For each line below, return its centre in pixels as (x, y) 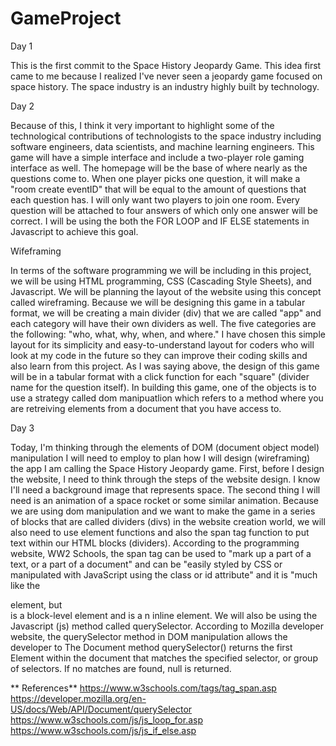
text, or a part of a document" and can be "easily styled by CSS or (146, 564)
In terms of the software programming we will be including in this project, (161, 270)
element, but (36, 604)
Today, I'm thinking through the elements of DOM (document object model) (165, 447)
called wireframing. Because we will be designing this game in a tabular (158, 302)
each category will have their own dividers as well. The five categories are (163, 323)
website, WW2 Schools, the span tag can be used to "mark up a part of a (161, 553)
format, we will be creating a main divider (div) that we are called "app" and (166, 313)
